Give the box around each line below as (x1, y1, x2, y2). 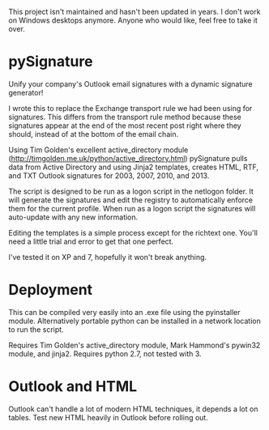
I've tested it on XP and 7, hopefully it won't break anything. (8, 252, 207, 262)
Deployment (8, 281, 93, 299)
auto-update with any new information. (8, 212, 139, 222)
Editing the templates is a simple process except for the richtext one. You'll (8, 228, 258, 237)
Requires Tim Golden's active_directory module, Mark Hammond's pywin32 (8, 340, 261, 350)
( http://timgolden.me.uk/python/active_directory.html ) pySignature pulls (8, 153, 248, 163)
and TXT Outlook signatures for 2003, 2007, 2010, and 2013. (8, 170, 210, 181)
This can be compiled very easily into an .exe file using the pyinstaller (8, 307, 241, 317)
